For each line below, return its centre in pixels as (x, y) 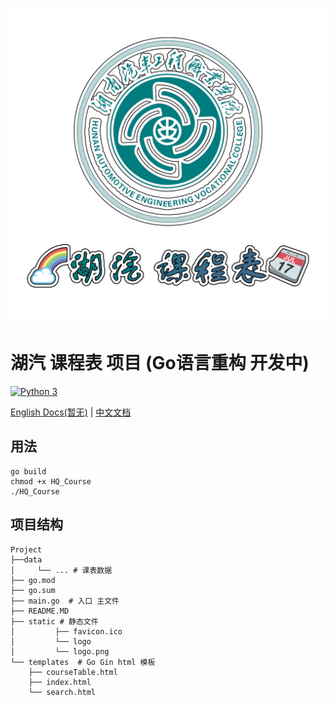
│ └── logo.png (60, 651)
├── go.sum (33, 590)
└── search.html (62, 692)
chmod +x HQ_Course (51, 481)
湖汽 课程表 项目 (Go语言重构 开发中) (160, 363)
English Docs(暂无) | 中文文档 (71, 412)
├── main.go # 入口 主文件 (65, 601)
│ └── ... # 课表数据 (61, 570)
